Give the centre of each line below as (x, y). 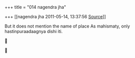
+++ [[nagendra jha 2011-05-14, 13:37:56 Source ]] (55, 16)
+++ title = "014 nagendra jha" (35, 7)
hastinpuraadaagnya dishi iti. (34, 31)
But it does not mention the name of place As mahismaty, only (67, 26)
